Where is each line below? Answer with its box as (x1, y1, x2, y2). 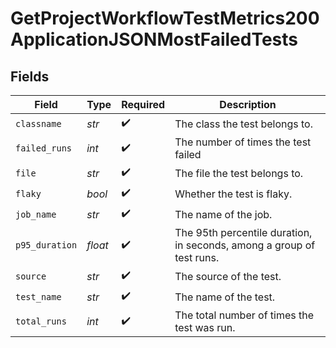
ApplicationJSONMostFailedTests (10, 28, 299, 51)
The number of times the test (174, 135, 312, 149)
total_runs (15, 316, 67, 327)
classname (15, 118, 62, 129)
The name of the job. (174, 207, 273, 221)
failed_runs (15, 143, 73, 154)
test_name (15, 291, 62, 302)
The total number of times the (174, 308, 315, 322)
